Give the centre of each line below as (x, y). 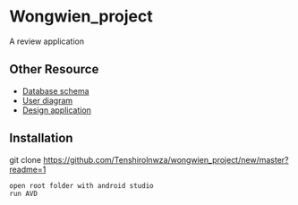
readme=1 (28, 169)
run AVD (24, 194)
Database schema (55, 90)
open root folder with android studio (81, 185)
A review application (47, 41)
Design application (57, 110)
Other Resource (54, 69)
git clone (26, 159)
